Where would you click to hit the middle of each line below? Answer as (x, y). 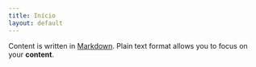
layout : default (36, 23)
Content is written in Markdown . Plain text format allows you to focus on (128, 45)
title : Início (32, 16)
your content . (31, 54)
